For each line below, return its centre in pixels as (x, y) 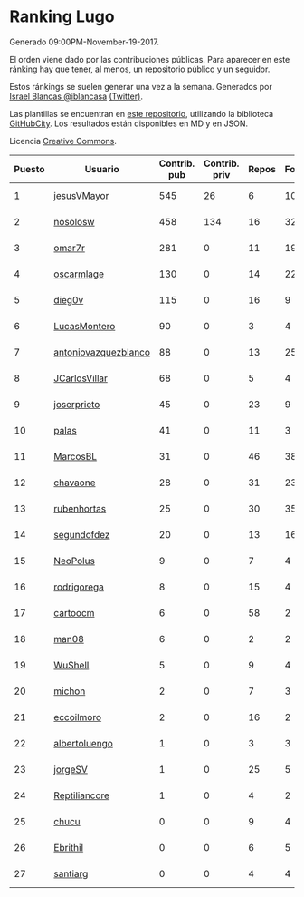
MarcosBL (76, 456)
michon (70, 691)
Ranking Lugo (62, 17)
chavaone (75, 483)
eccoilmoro (78, 717)
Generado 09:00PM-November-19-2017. (85, 42)
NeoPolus (74, 561)
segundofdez (82, 534)
